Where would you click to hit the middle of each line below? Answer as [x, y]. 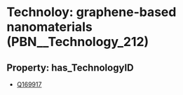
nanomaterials [49, 27]
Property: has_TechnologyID [70, 67]
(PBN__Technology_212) [78, 42]
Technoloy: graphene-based [91, 12]
